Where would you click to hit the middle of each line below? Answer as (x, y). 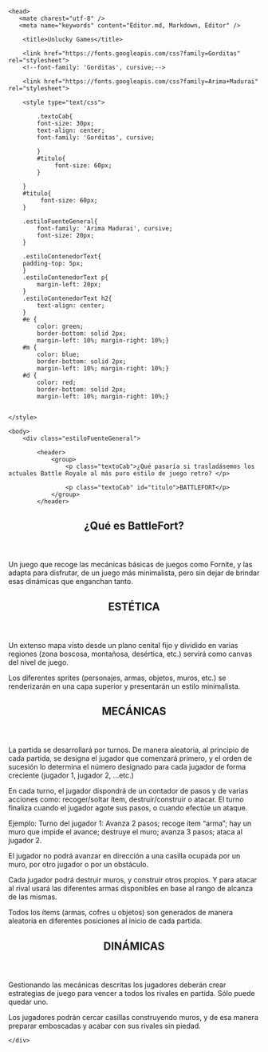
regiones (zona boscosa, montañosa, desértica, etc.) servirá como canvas (130, 654)
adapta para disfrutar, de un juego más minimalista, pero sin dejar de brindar (134, 573)
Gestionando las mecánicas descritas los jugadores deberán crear (117, 985)
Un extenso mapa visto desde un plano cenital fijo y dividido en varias (123, 645)
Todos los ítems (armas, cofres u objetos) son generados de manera (121, 913)
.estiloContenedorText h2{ (67, 298)
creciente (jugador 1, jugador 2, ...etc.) (71, 775)
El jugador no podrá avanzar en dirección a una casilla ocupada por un (124, 856)
